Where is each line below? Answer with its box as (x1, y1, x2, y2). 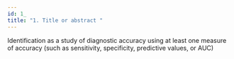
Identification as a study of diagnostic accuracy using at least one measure (7, 36, 227, 44)
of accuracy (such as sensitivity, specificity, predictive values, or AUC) (7, 44, 214, 52)
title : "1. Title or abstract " (7, 17, 103, 24)
